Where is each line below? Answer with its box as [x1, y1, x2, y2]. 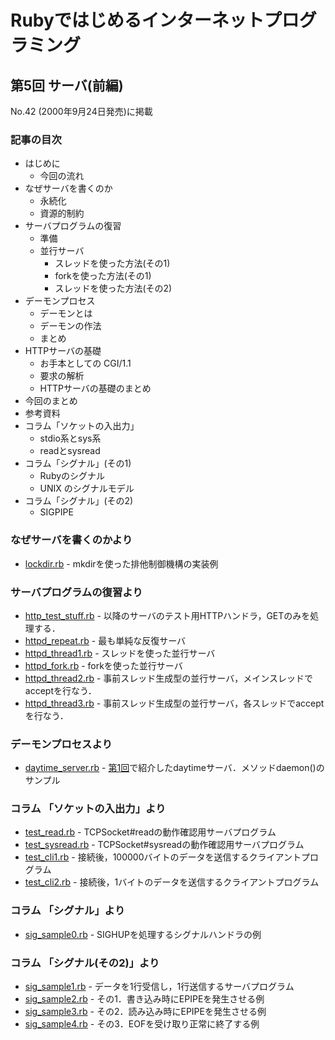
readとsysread [39, 445, 101, 457]
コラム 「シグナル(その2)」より [10, 956, 160, 970]
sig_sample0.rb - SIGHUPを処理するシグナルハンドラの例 [24, 928, 262, 940]
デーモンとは [39, 307, 93, 320]
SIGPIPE [39, 506, 74, 518]
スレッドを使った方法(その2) [54, 282, 173, 295]
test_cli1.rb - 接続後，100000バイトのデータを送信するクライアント [24, 851, 302, 863]
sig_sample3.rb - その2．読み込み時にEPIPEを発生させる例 [24, 1006, 267, 1018]
